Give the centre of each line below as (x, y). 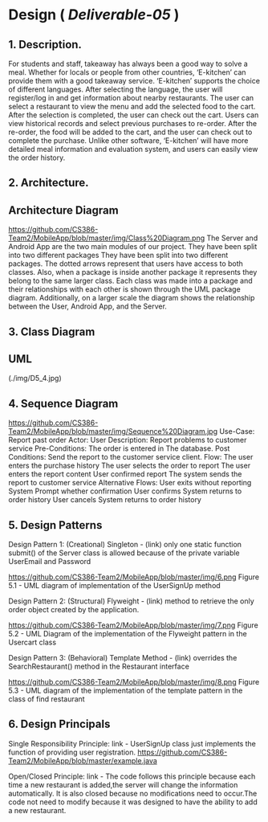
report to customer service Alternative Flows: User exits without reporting (130, 483)
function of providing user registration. (72, 752)
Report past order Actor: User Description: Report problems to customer (128, 440)
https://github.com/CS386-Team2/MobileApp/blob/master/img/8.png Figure (134, 682)
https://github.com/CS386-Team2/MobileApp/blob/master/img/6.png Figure (134, 577)
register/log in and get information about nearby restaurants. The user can (131, 98)
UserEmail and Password (50, 562)
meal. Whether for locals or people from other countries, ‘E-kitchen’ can (127, 72)
